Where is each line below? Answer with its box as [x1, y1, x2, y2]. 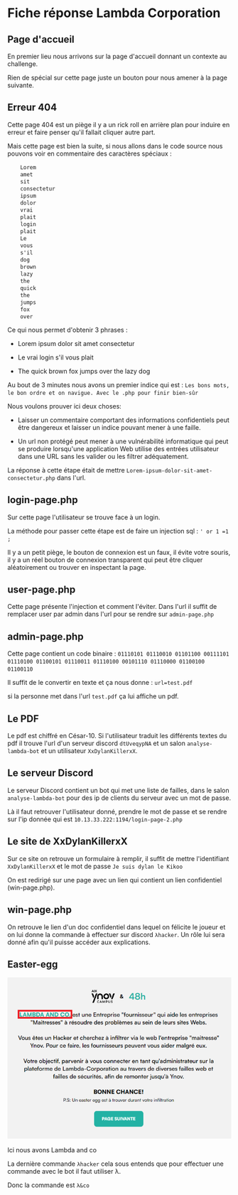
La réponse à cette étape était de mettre [7, 465, 126, 474]
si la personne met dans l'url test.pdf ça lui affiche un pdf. [7, 692, 179, 701]
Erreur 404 [7, 102, 58, 114]
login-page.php [7, 494, 78, 506]
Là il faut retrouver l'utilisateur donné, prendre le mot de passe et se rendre [7, 807, 227, 816]
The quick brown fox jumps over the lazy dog [17, 367, 151, 375]
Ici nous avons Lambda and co [7, 1145, 97, 1154]
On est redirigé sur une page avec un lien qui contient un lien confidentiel [7, 875, 222, 884]
